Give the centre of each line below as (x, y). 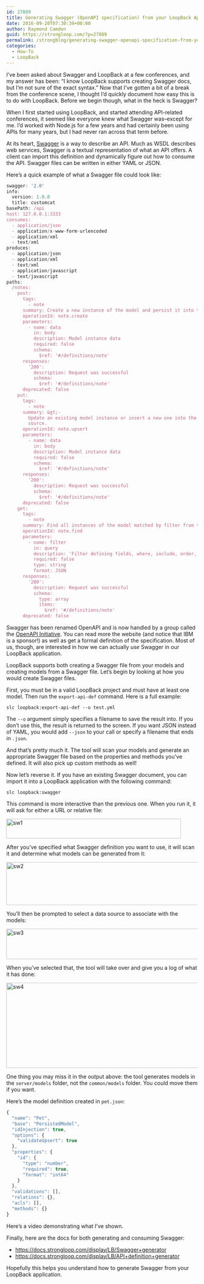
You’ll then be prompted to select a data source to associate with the (92, 914)
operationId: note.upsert (55, 429)
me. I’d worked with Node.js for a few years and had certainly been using (98, 125)
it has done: (21, 974)
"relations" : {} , (34, 1198)
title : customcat (34, 203)
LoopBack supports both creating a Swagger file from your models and (95, 665)
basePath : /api (25, 209)
